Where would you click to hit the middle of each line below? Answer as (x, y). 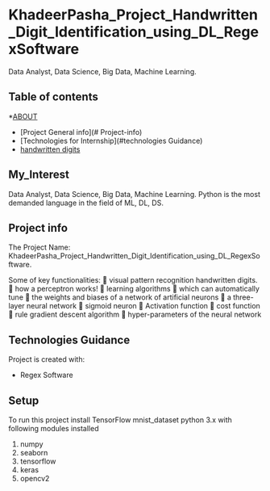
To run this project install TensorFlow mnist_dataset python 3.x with (120, 420)
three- (243, 297)
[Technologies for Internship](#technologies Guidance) (111, 141)
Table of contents (53, 97)
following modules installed (54, 428)
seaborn (34, 453)
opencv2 (35, 478)
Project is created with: (47, 359)
